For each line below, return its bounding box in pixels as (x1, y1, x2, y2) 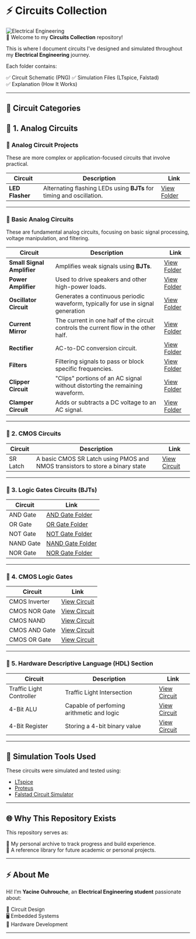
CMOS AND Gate (9, 626, 56, 634)
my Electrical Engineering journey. (6, 51, 90, 58)
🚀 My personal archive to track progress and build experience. (6, 841, 156, 848)
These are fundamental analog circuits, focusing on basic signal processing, (6, 228, 190, 235)
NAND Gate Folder (46, 539, 97, 547)
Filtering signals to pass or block (55, 357, 144, 366)
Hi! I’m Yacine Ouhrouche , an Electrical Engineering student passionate (6, 888, 182, 895)
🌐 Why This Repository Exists (6, 813, 117, 823)
